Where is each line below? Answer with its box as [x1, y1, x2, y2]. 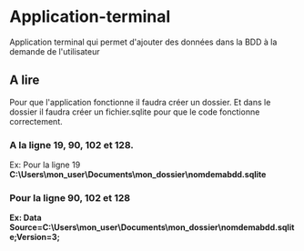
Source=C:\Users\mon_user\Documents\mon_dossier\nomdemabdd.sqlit [9, 222, 295, 233]
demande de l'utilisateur [9, 45, 100, 56]
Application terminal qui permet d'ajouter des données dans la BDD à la [9, 36, 278, 47]
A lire [9, 73, 40, 88]
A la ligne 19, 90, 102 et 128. [9, 138, 134, 151]
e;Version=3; [9, 232, 61, 243]
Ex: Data [9, 212, 43, 224]
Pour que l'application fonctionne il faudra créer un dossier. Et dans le [9, 96, 271, 107]
